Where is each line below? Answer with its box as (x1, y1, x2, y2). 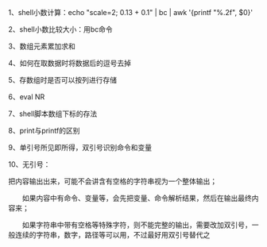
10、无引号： (8, 160, 51, 169)
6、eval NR (8, 92, 45, 102)
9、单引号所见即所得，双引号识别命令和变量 (8, 143, 153, 152)
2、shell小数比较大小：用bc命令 (8, 25, 113, 34)
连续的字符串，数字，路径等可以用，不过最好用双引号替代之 (14, 230, 211, 239)
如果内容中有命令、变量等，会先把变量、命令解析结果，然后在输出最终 (21, 194, 252, 203)
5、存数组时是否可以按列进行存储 (8, 75, 118, 84)
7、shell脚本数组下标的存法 (8, 109, 98, 118)
